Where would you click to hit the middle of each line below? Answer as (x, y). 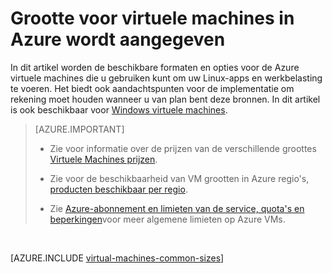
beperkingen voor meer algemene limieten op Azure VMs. (167, 219)
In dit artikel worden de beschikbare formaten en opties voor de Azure (155, 67)
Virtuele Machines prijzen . (103, 159)
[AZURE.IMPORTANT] (79, 129)
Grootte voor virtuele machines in (152, 18)
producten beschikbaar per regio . (118, 189)
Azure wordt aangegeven (118, 39)
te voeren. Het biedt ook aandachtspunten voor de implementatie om (152, 88)
